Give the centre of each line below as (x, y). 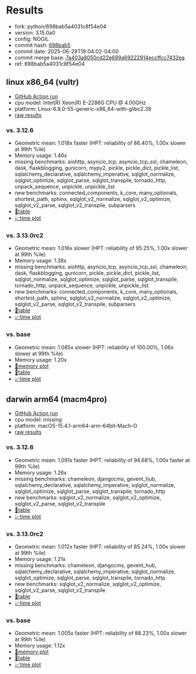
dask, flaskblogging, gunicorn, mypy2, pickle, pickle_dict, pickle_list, (97, 168)
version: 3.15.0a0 (35, 32)
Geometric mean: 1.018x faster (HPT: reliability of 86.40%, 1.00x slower (100, 143)
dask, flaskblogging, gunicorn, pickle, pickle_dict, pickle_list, (87, 273)
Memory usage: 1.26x (41, 472)
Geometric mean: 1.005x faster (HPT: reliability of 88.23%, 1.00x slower (101, 633)
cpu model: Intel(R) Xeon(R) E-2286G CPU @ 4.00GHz (80, 103)
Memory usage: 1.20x (41, 360)
